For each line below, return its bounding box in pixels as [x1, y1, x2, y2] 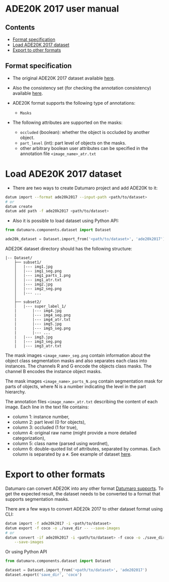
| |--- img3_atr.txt [14, 343, 62, 348]
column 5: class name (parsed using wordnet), [12, 441, 109, 446]
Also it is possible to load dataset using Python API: [12, 217, 119, 224]
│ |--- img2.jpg [14, 282, 53, 287]
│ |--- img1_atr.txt [14, 277, 62, 282]
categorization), [12, 435, 46, 441]
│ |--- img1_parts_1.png [14, 273, 71, 278]
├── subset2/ [14, 300, 42, 305]
